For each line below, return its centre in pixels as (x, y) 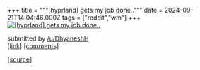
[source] (20, 59)
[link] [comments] (33, 46)
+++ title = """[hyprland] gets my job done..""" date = (85, 10)
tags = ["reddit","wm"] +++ (102, 17)
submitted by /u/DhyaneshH (48, 38)
